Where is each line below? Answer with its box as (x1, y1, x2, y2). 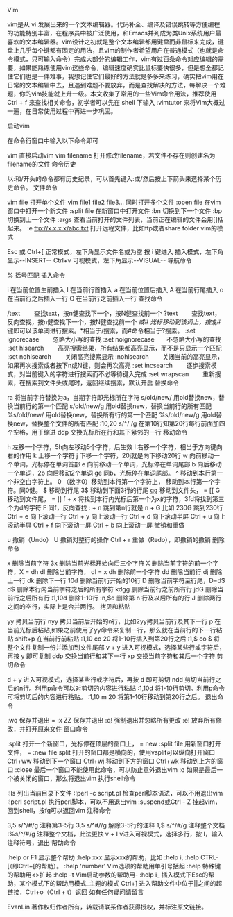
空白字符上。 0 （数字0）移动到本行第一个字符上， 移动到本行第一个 (19, 478, 215, 485)
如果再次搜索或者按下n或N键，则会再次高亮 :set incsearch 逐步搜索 (7, 361, 212, 369)
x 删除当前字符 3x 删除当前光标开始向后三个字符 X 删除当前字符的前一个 (7, 559, 213, 567)
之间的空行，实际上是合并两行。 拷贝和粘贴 (7, 603, 130, 610)
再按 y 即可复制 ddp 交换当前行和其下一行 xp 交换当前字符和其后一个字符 (7, 652, 216, 660)
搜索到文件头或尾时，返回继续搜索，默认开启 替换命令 (25, 378, 179, 387)
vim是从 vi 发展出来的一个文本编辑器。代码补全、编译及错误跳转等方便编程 (7, 20, 221, 28)
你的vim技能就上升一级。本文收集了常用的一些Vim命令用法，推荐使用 (19, 90, 217, 98)
